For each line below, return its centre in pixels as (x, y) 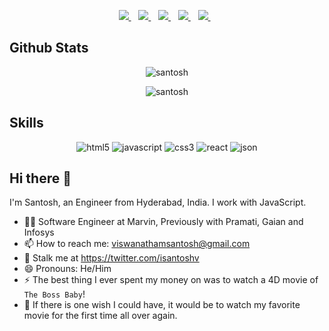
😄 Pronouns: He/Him (67, 269)
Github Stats (49, 48)
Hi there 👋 (40, 178)
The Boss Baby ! (54, 294)
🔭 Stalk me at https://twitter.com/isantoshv (111, 258)
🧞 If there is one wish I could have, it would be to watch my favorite (162, 305)
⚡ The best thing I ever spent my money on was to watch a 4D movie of (171, 280)
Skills (26, 123)
